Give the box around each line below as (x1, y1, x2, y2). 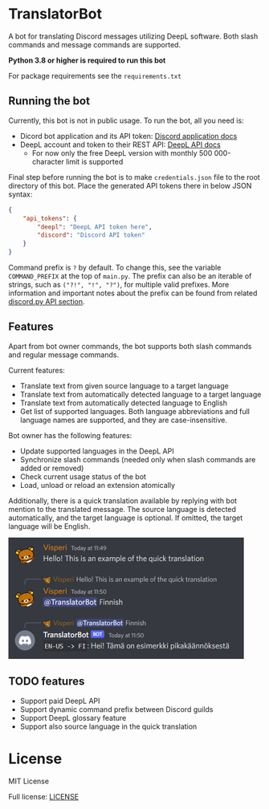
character (31, 157, 64, 166)
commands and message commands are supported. (8, 39, 181, 49)
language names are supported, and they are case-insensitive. (19, 415, 227, 425)
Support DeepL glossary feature (19, 713, 127, 722)
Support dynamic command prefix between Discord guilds (19, 704, 214, 714)
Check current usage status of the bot (19, 471, 147, 482)
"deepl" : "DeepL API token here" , (37, 222, 153, 231)
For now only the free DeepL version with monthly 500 (31, 148, 213, 157)
